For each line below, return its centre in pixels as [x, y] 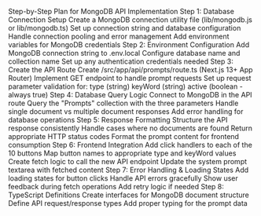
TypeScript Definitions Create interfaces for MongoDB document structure [129, 195]
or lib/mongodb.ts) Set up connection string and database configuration [125, 28]
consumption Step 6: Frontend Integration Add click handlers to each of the [130, 145]
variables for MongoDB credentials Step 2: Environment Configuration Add [129, 45]
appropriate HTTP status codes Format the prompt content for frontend [124, 136]
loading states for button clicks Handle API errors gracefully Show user [123, 178]
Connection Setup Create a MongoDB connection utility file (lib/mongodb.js [130, 20]
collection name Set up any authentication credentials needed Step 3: [121, 61]
